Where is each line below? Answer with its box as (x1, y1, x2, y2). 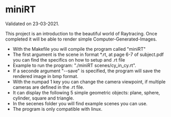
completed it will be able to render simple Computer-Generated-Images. (5, 36, 157, 42)
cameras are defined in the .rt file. (12, 84, 84, 90)
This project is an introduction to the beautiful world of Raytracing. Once (5, 30, 157, 36)
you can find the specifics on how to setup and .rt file (12, 56, 125, 63)
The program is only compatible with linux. (12, 106, 103, 112)
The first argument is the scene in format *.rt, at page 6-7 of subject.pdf (12, 51, 164, 57)
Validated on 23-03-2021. (5, 21, 60, 27)
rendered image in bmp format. (12, 73, 79, 79)
